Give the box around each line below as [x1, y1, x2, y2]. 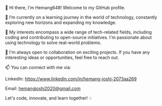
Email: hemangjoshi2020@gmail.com [5, 86, 81, 91]
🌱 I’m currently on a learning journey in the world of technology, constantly [5, 14, 157, 20]
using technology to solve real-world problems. [5, 40, 102, 46]
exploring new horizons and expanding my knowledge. [5, 20, 117, 25]
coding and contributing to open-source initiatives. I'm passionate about [5, 35, 152, 40]
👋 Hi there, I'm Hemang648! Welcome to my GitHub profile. [5, 5, 125, 10]
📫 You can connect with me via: [5, 64, 72, 70]
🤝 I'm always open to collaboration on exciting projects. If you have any [5, 50, 150, 55]
